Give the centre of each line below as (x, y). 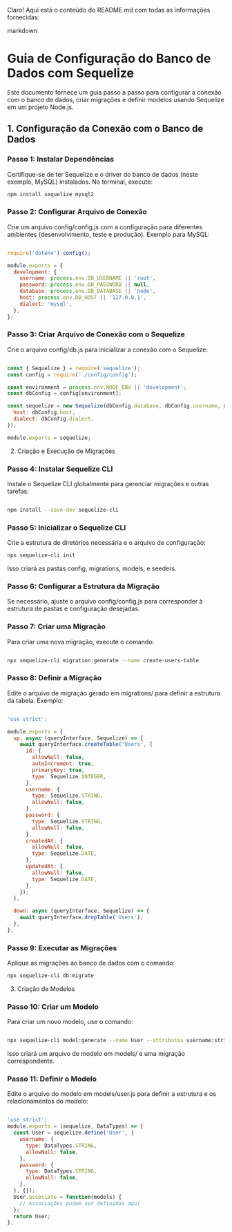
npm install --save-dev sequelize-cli (63, 510)
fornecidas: (23, 17)
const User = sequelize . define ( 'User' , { (74, 1133)
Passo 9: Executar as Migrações (62, 947)
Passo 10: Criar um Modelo (53, 1006)
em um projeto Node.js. (40, 107)
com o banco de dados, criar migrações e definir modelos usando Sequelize (116, 99)
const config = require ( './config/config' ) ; (72, 375)
